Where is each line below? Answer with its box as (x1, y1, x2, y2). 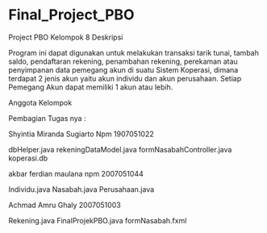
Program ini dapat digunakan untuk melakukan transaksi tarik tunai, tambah (8, 48, 260, 57)
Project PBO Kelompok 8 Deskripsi (8, 32, 123, 42)
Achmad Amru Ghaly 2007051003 (8, 200, 121, 210)
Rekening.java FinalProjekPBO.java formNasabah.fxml (8, 215, 187, 225)
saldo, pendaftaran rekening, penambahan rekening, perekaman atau (8, 56, 238, 66)
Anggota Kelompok (8, 98, 73, 107)
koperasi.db (8, 153, 48, 163)
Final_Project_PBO (8, 6, 135, 24)
